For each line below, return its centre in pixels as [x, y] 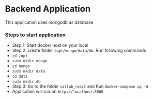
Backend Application [48, 9]
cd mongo [21, 66]
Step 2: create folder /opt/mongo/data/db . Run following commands [79, 50]
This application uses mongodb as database [49, 22]
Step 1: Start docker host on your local [50, 45]
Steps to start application [35, 35]
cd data [20, 77]
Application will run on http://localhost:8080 [58, 92]
